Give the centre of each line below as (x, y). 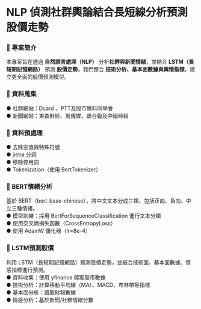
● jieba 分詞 (22, 154)
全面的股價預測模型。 (43, 77)
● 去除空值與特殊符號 (33, 147)
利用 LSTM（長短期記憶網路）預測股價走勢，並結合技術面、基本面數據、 (96, 262)
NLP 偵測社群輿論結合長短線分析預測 (97, 12)
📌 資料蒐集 (22, 94)
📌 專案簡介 (22, 47)
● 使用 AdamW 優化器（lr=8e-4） (49, 231)
